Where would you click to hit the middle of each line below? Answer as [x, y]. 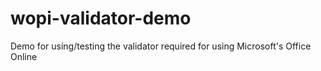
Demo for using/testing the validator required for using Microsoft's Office [161, 46]
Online [24, 56]
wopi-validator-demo [101, 18]
